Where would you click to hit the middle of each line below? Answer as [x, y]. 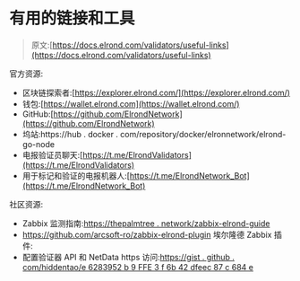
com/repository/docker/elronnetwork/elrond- [203, 134]
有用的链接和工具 [73, 18]
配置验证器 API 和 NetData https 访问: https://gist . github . [129, 257]
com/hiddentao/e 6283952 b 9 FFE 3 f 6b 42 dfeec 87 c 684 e [137, 267]
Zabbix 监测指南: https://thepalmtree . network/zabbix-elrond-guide [146, 223]
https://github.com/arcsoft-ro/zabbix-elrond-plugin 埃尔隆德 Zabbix [147, 234]
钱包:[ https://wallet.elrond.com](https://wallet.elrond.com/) [131, 103]
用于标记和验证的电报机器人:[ [76, 175]
